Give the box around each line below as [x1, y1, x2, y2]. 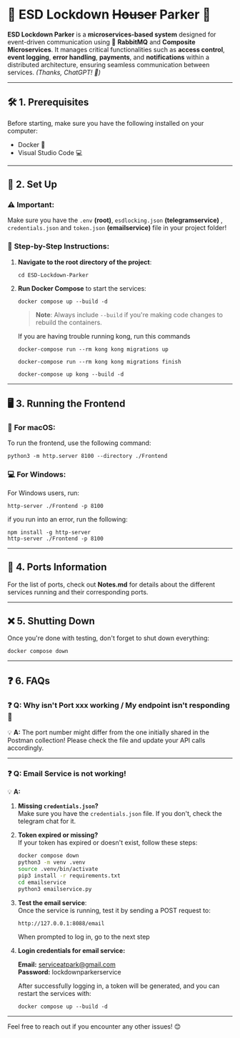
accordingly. [7, 744, 44, 752]
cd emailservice [17, 879, 66, 886]
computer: [7, 126, 38, 135]
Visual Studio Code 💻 [17, 148, 83, 156]
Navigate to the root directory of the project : [17, 257, 152, 266]
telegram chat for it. [17, 817, 76, 826]
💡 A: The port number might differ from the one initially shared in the [7, 728, 209, 737]
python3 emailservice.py [17, 885, 92, 892]
